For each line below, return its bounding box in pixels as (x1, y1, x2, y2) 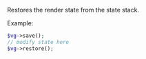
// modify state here (7, 38, 70, 45)
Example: (7, 19, 34, 27)
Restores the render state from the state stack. (7, 6, 140, 14)
